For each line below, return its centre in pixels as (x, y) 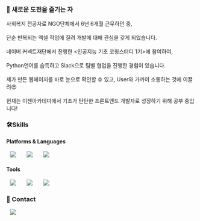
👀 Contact (21, 199)
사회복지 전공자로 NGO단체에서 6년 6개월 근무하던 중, (69, 24)
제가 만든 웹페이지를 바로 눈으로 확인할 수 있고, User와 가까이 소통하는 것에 (94, 79)
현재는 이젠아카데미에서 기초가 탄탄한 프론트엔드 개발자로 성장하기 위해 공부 (95, 101)
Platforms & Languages (36, 141)
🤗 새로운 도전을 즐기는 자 (40, 9)
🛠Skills (17, 125)
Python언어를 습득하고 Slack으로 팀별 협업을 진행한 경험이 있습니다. (86, 66)
